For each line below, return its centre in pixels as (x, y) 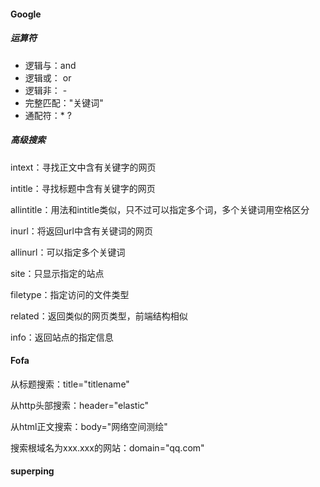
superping (32, 471)
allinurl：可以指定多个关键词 (68, 252)
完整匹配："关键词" (64, 102)
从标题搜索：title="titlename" (70, 384)
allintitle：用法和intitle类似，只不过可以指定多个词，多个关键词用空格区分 (160, 209)
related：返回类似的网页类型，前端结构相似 (99, 316)
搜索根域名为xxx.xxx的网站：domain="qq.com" (107, 447)
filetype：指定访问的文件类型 (70, 294)
